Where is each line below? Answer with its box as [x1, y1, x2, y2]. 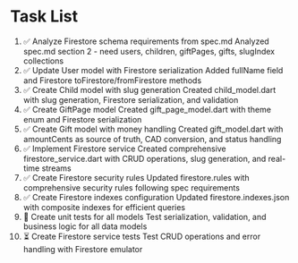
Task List [10, 6, 79, 27]
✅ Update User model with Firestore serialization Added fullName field [22, 64, 284, 75]
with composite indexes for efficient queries [22, 201, 186, 212]
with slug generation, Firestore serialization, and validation [22, 94, 239, 105]
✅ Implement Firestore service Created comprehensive [22, 143, 226, 154]
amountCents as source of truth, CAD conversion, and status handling [22, 133, 282, 144]
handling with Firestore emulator [22, 243, 143, 254]
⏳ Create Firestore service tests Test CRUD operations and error [22, 231, 261, 242]
